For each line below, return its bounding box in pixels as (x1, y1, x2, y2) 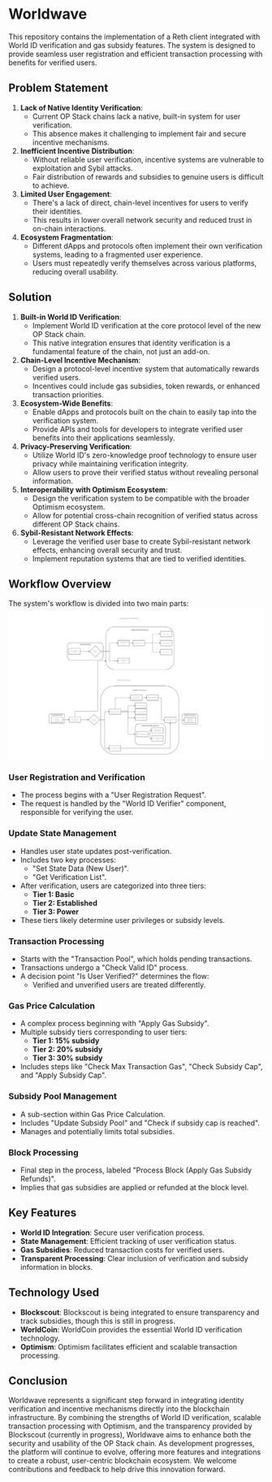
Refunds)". (19, 1173, 56, 1183)
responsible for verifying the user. (19, 808, 134, 817)
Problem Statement (8, 81, 109, 95)
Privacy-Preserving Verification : (19, 441, 132, 451)
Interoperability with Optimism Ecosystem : (19, 484, 168, 494)
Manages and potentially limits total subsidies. (19, 1126, 175, 1136)
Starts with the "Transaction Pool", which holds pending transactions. (19, 954, 253, 964)
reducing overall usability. (32, 266, 119, 276)
